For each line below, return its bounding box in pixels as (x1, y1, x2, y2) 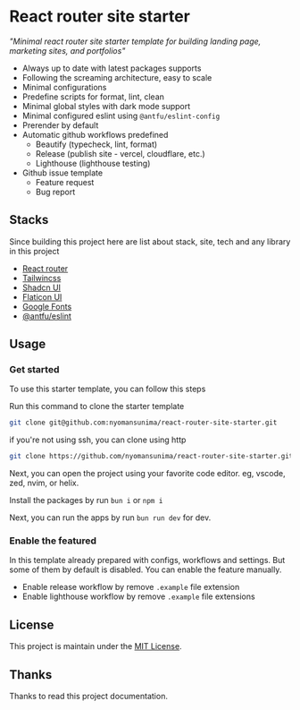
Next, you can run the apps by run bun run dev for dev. (9, 512, 212, 523)
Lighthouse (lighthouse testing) (35, 158, 151, 168)
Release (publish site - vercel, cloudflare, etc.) (35, 148, 205, 158)
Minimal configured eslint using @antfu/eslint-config (21, 110, 221, 121)
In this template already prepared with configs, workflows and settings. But (9, 555, 286, 566)
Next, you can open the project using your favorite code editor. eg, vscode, (9, 468, 286, 479)
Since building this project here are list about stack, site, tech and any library (9, 235, 291, 247)
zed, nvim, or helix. (9, 477, 79, 489)
